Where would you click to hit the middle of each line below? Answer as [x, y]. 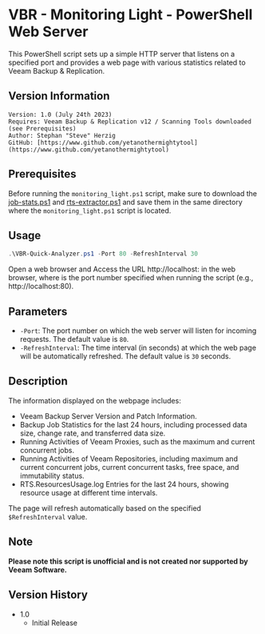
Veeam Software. [38, 569]
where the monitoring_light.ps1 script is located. [90, 211]
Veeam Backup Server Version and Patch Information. [108, 416]
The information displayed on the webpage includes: [95, 400]
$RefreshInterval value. [48, 516]
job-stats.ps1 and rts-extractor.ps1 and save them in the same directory [126, 202]
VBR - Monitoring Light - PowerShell [131, 15]
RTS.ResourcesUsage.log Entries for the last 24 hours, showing [124, 484]
